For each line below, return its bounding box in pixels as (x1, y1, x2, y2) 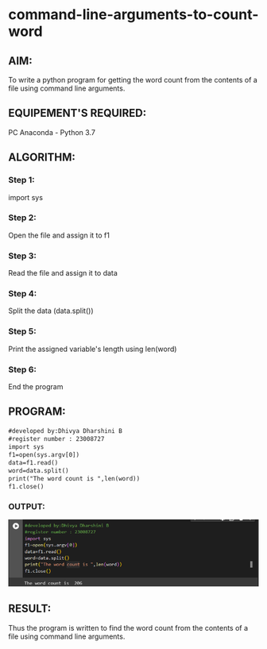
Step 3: (8, 250, 37, 261)
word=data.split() (8, 466, 69, 474)
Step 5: (8, 326, 37, 337)
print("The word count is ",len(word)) (8, 474, 141, 482)
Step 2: (8, 212, 37, 223)
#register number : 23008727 (8, 435, 105, 442)
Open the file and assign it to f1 (8, 230, 110, 240)
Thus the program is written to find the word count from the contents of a (8, 623, 249, 632)
